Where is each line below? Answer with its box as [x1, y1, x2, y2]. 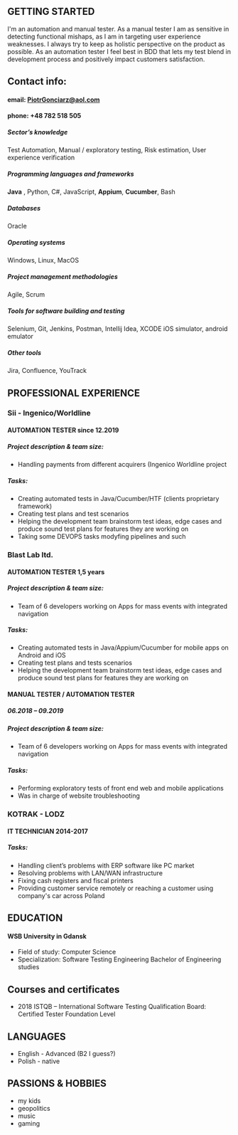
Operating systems [7, 238, 65, 246]
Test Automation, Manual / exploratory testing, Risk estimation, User [7, 146, 207, 154]
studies [17, 963, 40, 971]
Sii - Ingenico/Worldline [7, 408, 91, 418]
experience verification [7, 153, 75, 162]
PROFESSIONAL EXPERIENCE [7, 387, 141, 399]
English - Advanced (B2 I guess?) [17, 1050, 116, 1058]
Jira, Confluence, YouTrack [7, 366, 87, 375]
